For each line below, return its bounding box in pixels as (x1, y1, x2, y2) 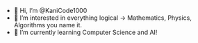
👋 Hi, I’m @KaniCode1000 (13, 7, 88, 14)
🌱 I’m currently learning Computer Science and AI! (13, 28, 158, 36)
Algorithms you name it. (13, 21, 82, 29)
